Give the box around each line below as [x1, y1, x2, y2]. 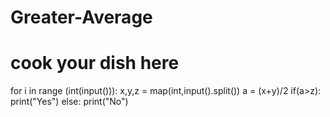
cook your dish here [10, 52, 180, 75]
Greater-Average [10, 6, 153, 29]
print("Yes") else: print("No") [10, 96, 129, 108]
